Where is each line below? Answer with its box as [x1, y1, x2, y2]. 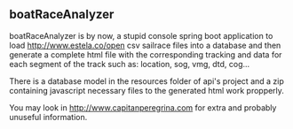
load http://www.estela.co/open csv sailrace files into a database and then [9, 40, 281, 50]
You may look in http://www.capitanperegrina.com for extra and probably [9, 102, 277, 113]
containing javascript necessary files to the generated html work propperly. [9, 85, 284, 95]
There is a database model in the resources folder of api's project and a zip [9, 75, 284, 87]
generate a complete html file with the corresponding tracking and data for [9, 49, 282, 60]
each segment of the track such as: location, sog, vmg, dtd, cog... [9, 58, 250, 69]
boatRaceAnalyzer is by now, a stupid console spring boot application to [9, 30, 273, 41]
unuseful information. [9, 111, 88, 122]
